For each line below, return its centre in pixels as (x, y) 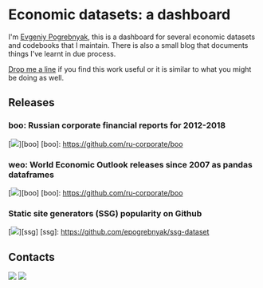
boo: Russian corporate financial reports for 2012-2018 (117, 125)
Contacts (32, 257)
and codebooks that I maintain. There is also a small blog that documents (128, 45)
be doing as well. (36, 77)
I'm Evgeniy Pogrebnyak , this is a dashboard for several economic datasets (132, 37)
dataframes (31, 175)
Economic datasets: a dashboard (120, 15)
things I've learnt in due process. (62, 53)
